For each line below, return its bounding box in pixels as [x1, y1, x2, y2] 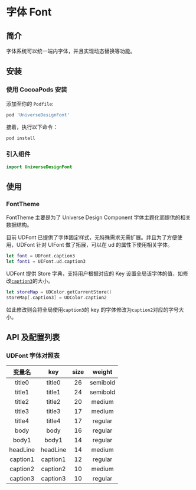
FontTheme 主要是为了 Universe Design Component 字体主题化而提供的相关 [6, 214, 191, 221]
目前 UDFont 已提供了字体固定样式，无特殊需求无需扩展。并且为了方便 [6, 234, 178, 241]
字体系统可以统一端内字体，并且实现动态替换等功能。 [6, 48, 136, 54]
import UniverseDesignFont [6, 164, 73, 170]
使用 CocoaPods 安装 [6, 86, 67, 94]
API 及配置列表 [6, 332, 60, 342]
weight [92, 368, 113, 376]
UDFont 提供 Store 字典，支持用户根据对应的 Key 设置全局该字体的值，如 [6, 270, 183, 277]
